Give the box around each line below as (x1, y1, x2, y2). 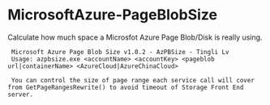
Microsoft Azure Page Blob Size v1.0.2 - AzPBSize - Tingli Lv (11, 48, 229, 56)
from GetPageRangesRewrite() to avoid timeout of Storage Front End (7, 83, 244, 91)
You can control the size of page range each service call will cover (11, 76, 255, 84)
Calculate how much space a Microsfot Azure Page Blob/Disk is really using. (7, 32, 263, 42)
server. (7, 90, 34, 99)
